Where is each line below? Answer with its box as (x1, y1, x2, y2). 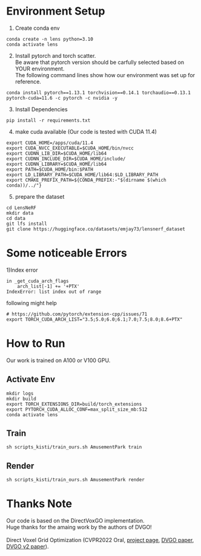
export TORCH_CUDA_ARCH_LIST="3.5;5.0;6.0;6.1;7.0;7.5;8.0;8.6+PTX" (6, 316, 183, 323)
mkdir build (6, 396, 36, 402)
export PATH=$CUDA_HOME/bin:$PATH (6, 166, 94, 173)
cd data (6, 215, 26, 221)
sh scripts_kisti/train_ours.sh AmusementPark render (6, 477, 145, 483)
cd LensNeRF (6, 205, 36, 211)
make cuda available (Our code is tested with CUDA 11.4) (15, 128, 157, 135)
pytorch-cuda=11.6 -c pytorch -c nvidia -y (6, 95, 118, 101)
